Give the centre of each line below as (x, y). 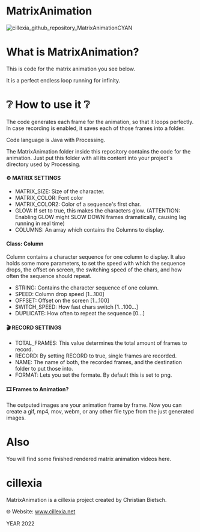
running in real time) (40, 223)
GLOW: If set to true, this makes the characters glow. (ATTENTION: (97, 211)
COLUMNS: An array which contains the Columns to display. (89, 230)
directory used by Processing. (44, 164)
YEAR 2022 (20, 523)
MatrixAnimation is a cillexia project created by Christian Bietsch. (86, 500)
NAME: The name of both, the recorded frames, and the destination (98, 362)
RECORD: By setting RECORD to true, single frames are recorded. (96, 356)
